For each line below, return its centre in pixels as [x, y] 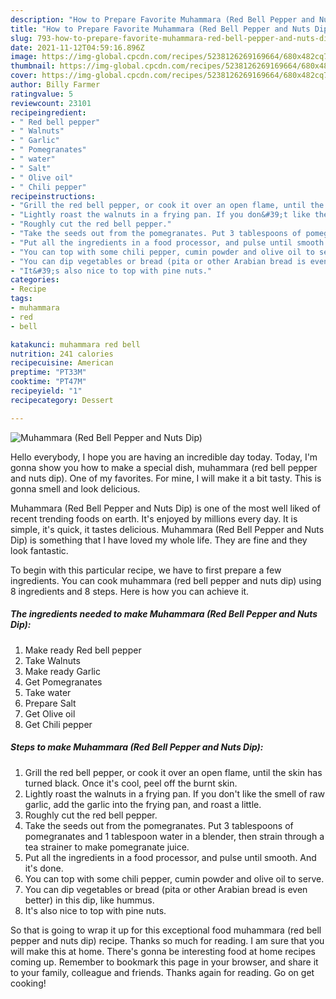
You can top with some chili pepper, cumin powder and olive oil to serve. [174, 878]
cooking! [28, 983]
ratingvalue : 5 [42, 94]
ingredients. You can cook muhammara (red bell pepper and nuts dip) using [166, 580]
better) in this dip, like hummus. [89, 900]
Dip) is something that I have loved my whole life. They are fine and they [159, 540]
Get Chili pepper [58, 724]
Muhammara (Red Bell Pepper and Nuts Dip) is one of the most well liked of [165, 508]
